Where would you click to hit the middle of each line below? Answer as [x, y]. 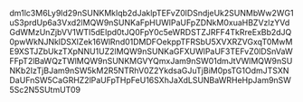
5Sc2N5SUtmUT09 [45, 90]
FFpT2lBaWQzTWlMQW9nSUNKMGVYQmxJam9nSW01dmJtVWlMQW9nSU [151, 61]
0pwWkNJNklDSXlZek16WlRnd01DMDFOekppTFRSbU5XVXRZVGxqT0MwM [151, 42]
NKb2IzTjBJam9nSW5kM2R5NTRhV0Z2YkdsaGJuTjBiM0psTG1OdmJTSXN [149, 70]
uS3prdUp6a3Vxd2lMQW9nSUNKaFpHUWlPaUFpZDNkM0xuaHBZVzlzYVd [150, 23]
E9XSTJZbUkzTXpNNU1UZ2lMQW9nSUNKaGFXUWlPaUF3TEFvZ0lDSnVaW [151, 51]
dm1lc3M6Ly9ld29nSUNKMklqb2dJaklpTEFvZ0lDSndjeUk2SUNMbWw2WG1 [151, 13]
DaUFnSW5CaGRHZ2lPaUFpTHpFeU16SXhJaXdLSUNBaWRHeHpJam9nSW [151, 80]
